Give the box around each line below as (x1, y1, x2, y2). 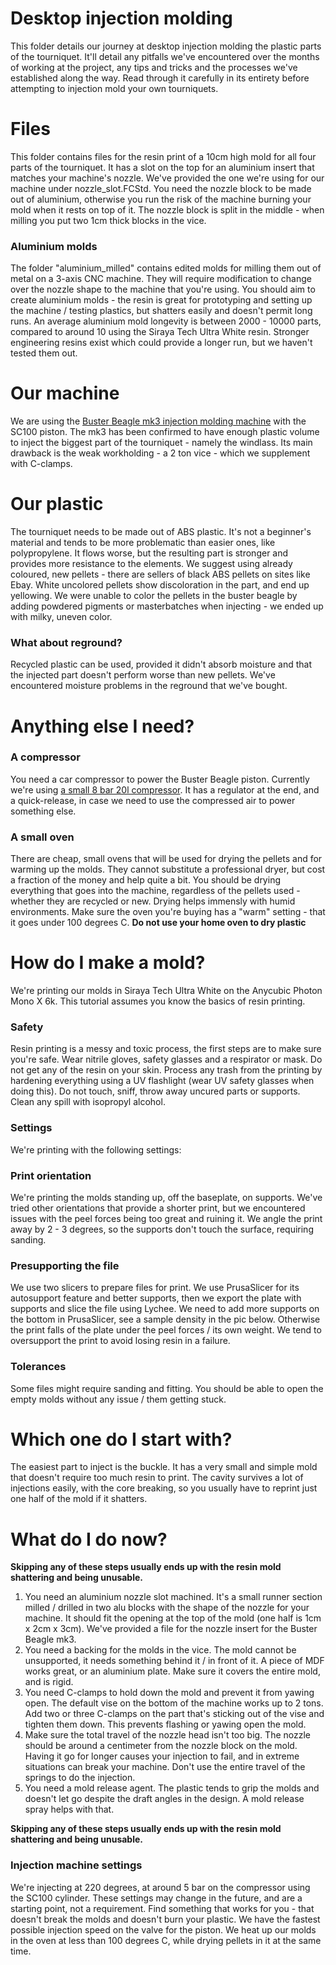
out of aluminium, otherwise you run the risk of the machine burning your (10, 193, 312, 205)
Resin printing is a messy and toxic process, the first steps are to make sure (10, 1043, 322, 1055)
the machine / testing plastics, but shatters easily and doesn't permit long (10, 305, 313, 317)
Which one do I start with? (10, 1428, 233, 1451)
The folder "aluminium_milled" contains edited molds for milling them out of (10, 262, 322, 274)
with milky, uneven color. (10, 611, 113, 623)
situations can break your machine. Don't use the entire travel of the (24, 1761, 306, 1773)
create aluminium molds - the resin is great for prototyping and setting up (10, 294, 313, 306)
